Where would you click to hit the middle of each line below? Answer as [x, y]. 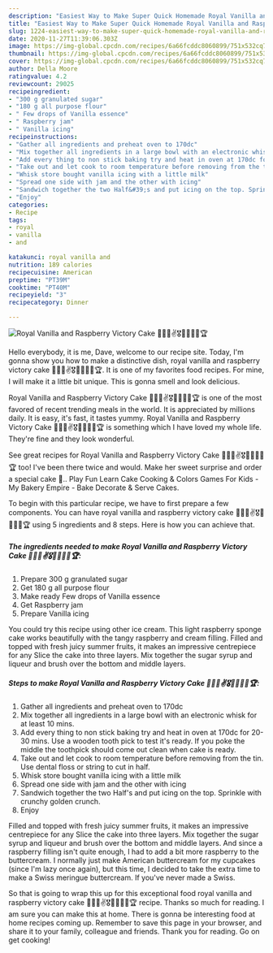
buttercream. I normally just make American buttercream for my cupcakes [132, 860]
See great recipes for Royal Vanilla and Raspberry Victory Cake [114, 455]
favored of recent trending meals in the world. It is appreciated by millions [132, 409]
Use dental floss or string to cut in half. [85, 767]
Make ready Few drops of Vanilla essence [90, 596]
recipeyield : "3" [38, 295]
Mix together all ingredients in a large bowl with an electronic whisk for [139, 715]
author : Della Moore [43, 69]
